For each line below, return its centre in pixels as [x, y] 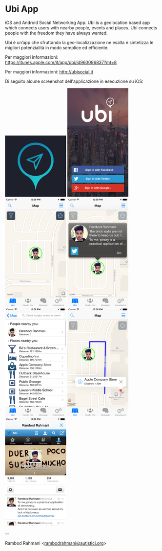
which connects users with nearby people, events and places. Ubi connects [81, 27]
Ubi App [22, 9]
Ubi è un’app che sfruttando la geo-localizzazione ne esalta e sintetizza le [79, 42]
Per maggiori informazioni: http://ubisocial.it [49, 71]
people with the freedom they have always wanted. [57, 33]
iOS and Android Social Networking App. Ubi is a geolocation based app [78, 23]
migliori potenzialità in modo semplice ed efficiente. [57, 47]
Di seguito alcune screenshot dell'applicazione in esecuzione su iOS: [74, 81]
